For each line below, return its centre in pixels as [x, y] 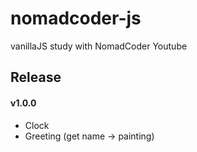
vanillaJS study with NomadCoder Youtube [99, 46]
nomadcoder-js [76, 18]
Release [36, 77]
